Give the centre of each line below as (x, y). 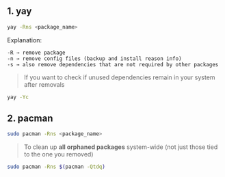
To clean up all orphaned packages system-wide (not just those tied (121, 147)
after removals (44, 84)
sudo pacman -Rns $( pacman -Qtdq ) (56, 167)
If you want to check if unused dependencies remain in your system (119, 77)
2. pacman (30, 118)
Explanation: (25, 40)
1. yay (19, 11)
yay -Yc (18, 97)
